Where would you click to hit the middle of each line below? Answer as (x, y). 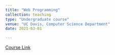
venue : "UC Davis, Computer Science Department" (58, 24)
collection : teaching (28, 15)
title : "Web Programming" (33, 10)
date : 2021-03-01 (24, 29)
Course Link (18, 47)
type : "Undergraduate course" (37, 19)
